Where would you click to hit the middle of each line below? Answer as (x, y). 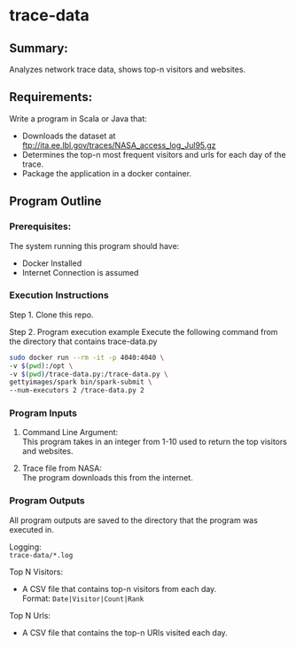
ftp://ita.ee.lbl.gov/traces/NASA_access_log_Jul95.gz (119, 145)
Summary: (39, 48)
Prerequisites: (40, 227)
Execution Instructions (59, 295)
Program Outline (55, 202)
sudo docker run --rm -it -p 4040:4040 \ (87, 357)
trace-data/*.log (41, 555)
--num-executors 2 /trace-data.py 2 (77, 391)
